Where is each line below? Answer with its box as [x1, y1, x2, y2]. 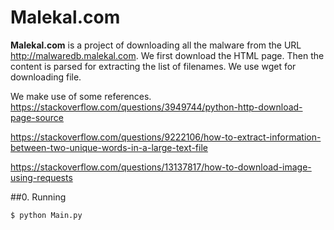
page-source [10, 111, 65, 123]
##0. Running [10, 191, 67, 203]
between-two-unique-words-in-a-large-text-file [10, 141, 208, 153]
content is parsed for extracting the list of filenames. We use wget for [10, 60, 297, 72]
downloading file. [10, 71, 82, 83]
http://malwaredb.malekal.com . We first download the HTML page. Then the [10, 49, 325, 61]
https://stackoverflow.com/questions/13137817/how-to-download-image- [10, 161, 312, 173]
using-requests [10, 171, 73, 183]
